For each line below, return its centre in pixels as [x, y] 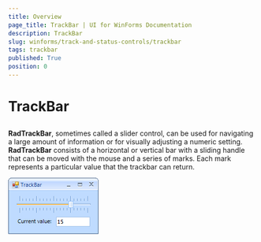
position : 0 [28, 67]
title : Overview [35, 17]
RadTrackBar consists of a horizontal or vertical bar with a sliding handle [127, 151]
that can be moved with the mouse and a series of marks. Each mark [120, 158]
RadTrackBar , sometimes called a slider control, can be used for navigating [131, 133]
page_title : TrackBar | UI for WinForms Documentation [100, 25]
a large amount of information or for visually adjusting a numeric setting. [125, 142]
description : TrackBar [45, 33]
